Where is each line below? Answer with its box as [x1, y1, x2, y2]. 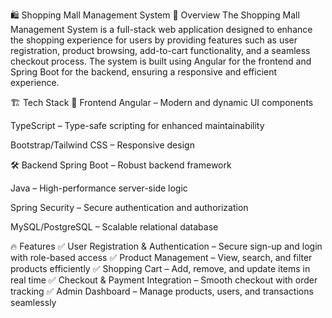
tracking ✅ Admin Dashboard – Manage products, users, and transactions [10, 285, 314, 297]
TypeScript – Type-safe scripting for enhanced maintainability [10, 120, 265, 131]
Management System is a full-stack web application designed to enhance [10, 24, 313, 35]
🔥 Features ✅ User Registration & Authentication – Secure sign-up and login [10, 240, 323, 252]
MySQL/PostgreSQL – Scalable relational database [10, 221, 219, 233]
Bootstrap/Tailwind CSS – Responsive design [10, 139, 195, 151]
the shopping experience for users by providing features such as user [10, 34, 298, 46]
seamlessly [10, 297, 57, 308]
